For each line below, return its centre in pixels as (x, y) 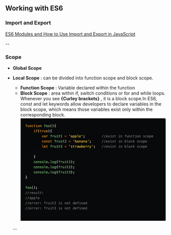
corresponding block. (43, 114)
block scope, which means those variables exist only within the (86, 109)
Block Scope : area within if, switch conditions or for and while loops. (93, 93)
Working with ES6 (34, 8)
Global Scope (27, 68)
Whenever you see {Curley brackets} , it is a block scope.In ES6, (89, 98)
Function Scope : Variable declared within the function (78, 87)
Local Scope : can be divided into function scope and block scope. (83, 78)
